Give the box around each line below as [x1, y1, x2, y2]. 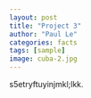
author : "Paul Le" [9, 29, 78, 38]
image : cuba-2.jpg [9, 54, 78, 63]
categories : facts [9, 37, 78, 47]
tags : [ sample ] [9, 46, 66, 55]
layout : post [9, 12, 58, 22]
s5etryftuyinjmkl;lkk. [9, 79, 84, 89]
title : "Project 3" [9, 21, 82, 30]
